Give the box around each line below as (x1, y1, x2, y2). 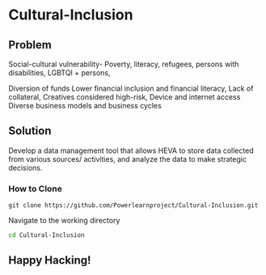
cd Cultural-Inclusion (8, 231, 85, 239)
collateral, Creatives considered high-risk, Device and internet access (8, 92, 241, 102)
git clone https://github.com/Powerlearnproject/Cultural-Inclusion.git (8, 201, 259, 209)
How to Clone (8, 183, 63, 194)
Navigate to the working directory (8, 216, 120, 226)
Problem (8, 38, 53, 52)
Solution (8, 124, 52, 138)
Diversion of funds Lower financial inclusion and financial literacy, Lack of (8, 83, 254, 93)
